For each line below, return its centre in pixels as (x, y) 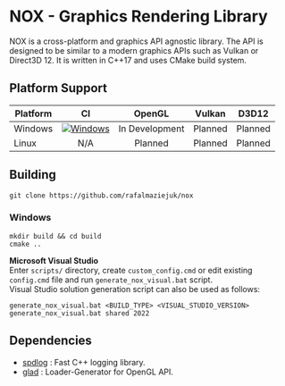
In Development (151, 129)
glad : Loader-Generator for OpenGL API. (98, 372)
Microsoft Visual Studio (54, 260)
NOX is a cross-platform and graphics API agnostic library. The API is (136, 41)
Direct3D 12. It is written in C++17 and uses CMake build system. (128, 60)
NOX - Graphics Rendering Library (138, 17)
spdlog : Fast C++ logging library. (84, 362)
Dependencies (50, 341)
